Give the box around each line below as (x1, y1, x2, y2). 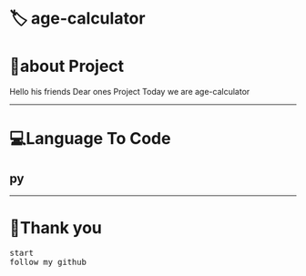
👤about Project (9, 56, 125, 77)
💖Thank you (9, 218, 103, 239)
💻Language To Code (9, 128, 171, 149)
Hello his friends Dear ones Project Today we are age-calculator (9, 87, 250, 97)
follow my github (9, 257, 87, 268)
